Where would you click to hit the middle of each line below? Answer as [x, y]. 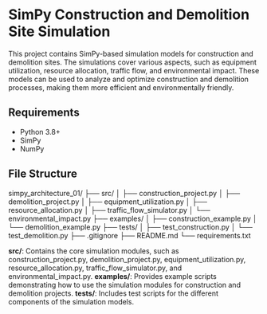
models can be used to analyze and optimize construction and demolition [129, 79]
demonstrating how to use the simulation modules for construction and [125, 285]
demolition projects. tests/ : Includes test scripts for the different [114, 293]
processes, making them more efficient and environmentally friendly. [121, 87]
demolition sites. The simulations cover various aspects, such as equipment [133, 62]
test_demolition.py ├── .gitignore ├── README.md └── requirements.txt [130, 235]
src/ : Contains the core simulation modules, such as [94, 251]
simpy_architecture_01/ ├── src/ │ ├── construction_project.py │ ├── [124, 193]
